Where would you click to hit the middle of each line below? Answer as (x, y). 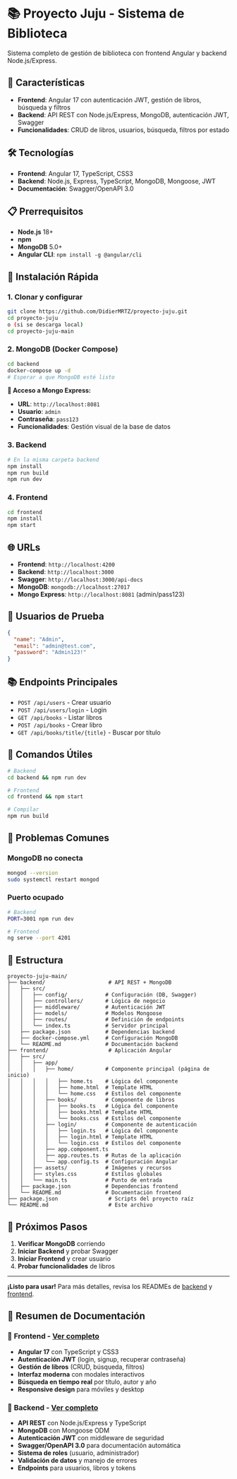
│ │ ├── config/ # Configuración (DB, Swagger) (102, 995)
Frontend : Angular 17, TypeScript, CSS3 (75, 173)
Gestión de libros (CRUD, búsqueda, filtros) (81, 1367)
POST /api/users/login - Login (62, 710)
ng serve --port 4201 (39, 938)
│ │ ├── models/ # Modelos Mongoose (85, 1014)
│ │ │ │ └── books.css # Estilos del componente (94, 1119)
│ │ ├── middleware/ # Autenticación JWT (86, 1007)
